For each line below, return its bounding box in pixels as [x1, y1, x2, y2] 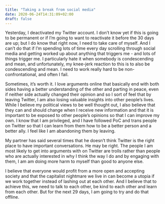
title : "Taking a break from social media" [5, 7, 96, 12]
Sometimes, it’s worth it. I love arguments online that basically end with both [5, 81, 159, 87]
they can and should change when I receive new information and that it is [5, 107, 154, 113]
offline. [5, 194, 20, 200]
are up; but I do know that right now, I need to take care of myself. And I [5, 40, 151, 46]
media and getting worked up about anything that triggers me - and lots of [5, 51, 156, 57]
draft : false [5, 16, 32, 21]
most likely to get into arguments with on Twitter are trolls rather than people [5, 148, 161, 154]
